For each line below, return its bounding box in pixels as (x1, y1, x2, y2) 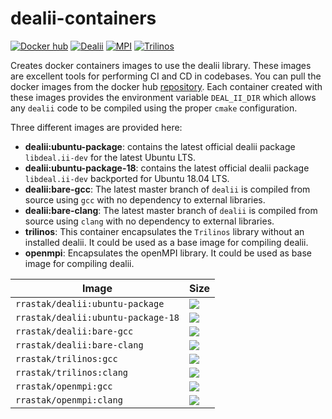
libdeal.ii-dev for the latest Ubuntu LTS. (24, 151, 197, 163)
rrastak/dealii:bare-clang (15, 339, 144, 351)
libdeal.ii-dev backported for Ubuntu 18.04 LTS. (24, 172, 230, 184)
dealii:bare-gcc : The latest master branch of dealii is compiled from (24, 183, 311, 195)
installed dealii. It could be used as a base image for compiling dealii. (24, 236, 309, 248)
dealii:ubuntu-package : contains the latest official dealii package (24, 140, 296, 152)
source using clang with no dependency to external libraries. (24, 215, 275, 227)
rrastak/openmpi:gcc (15, 380, 113, 392)
